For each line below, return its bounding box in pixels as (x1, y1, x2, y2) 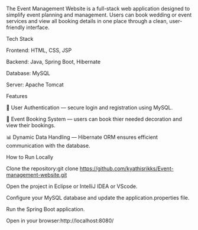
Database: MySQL (6, 70, 50, 76)
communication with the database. (6, 142, 90, 149)
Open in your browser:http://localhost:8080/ (6, 217, 114, 224)
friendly (6, 24, 25, 31)
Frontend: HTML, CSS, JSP (6, 47, 72, 54)
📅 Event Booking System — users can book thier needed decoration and (6, 115, 182, 122)
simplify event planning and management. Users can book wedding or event (6, 11, 192, 18)
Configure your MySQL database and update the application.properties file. (6, 195, 190, 201)
